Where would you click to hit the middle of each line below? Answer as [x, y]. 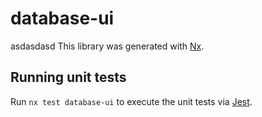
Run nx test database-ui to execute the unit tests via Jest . [131, 101]
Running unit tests [68, 77]
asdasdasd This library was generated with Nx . [107, 46]
